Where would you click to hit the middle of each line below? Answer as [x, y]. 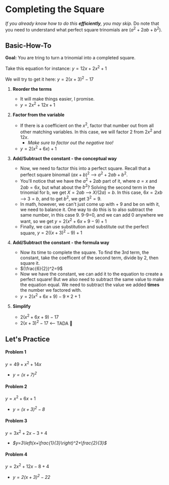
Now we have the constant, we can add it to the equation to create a [91, 274]
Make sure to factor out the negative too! [71, 143]
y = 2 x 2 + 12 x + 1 [38, 105]
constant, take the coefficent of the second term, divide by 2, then [89, 258]
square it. [30, 263]
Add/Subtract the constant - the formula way [61, 243]
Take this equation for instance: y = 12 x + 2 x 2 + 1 [56, 68]
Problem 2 [16, 386]
